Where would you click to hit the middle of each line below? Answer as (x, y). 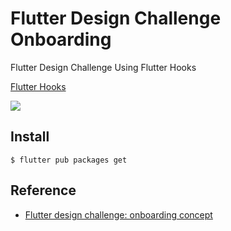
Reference (43, 190)
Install (30, 137)
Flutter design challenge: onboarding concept (118, 214)
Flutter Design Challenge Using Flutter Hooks (103, 67)
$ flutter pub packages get (69, 160)
